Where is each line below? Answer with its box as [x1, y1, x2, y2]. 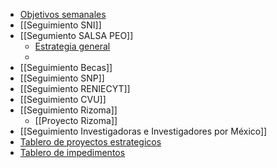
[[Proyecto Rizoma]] [34, 115, 118, 126]
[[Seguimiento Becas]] [19, 62, 113, 73]
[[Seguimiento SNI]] [19, 19, 102, 31]
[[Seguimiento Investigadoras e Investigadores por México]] [19, 125, 268, 137]
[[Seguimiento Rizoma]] [19, 104, 118, 116]
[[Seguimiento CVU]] [19, 94, 107, 105]
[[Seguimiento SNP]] [19, 72, 105, 84]
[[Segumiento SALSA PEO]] [19, 30, 134, 41]
